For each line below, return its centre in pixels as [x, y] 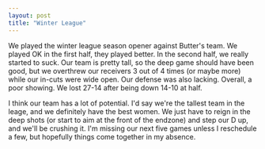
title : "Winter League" [47, 23]
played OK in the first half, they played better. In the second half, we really [129, 54]
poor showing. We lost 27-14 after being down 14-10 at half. [106, 87]
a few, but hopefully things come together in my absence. [102, 136]
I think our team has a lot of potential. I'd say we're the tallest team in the [127, 103]
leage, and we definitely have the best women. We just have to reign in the [129, 111]
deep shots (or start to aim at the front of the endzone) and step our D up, [129, 120]
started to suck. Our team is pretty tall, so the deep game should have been [131, 62]
